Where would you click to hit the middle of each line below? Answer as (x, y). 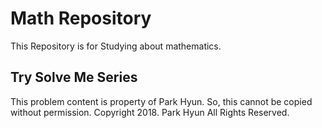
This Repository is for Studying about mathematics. (116, 46)
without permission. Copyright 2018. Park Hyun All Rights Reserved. (150, 112)
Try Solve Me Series (74, 77)
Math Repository (81, 18)
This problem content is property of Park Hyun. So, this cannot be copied (161, 101)
